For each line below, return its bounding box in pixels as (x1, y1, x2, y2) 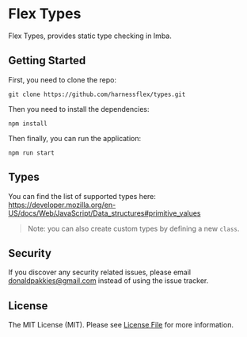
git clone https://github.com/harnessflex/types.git (8, 90, 186, 98)
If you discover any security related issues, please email (8, 267, 192, 278)
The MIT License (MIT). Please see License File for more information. (8, 320, 234, 330)
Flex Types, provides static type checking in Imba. (8, 31, 172, 40)
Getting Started (8, 54, 86, 67)
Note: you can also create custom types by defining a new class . (27, 224, 240, 233)
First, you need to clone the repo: (8, 75, 117, 84)
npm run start (8, 148, 55, 157)
